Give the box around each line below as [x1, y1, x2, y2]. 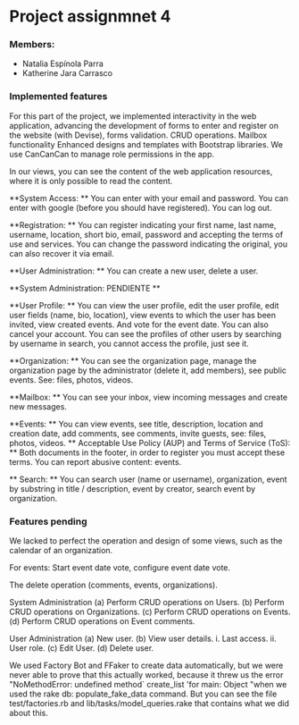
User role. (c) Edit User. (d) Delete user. [9, 643, 154, 653]
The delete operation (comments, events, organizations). [9, 579, 219, 591]
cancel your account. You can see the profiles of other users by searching [9, 328, 282, 339]
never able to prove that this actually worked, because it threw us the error [9, 670, 284, 680]
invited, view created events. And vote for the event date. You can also [9, 319, 270, 330]
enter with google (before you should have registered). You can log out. [9, 202, 272, 213]
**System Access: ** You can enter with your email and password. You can [9, 192, 288, 203]
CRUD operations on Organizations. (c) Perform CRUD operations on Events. [9, 606, 292, 618]
